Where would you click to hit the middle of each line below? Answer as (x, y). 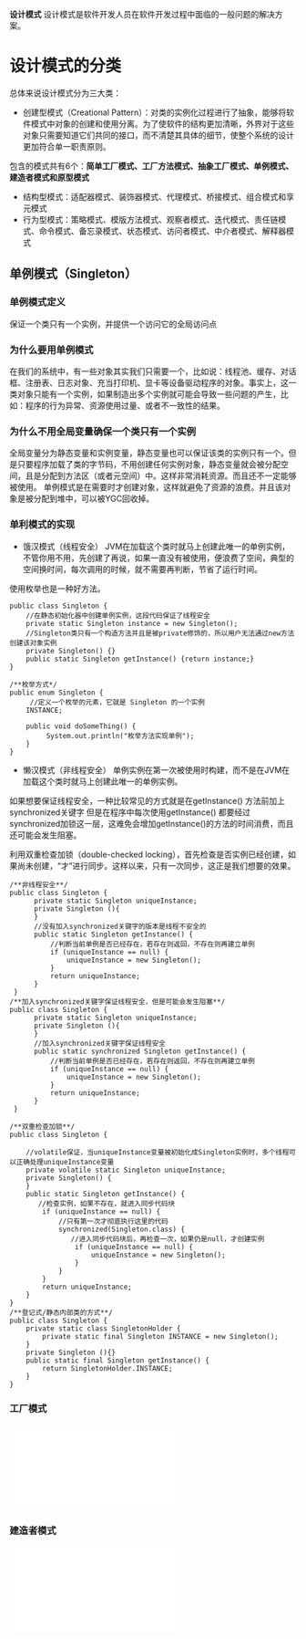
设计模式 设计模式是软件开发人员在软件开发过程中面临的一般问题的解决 (142, 14)
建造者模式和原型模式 (49, 177)
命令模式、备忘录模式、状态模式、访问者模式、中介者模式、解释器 (163, 231)
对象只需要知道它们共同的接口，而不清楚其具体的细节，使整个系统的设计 (158, 135)
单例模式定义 (38, 302)
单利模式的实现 (42, 525)
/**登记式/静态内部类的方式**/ (61, 1312)
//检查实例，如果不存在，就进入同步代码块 (107, 1204)
